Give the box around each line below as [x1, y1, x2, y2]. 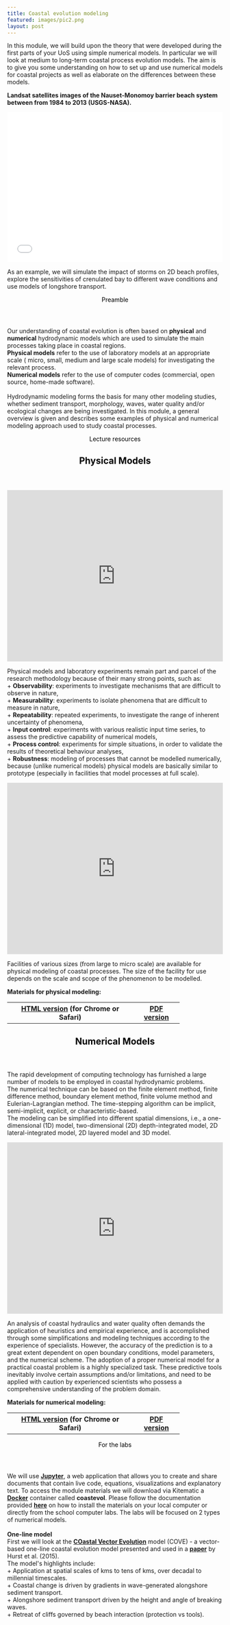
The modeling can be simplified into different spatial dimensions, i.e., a [7, 1114, 207, 1122]
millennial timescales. [7, 1574, 68, 1582]
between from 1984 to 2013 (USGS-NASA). [7, 99, 132, 107]
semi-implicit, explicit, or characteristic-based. [7, 1107, 139, 1115]
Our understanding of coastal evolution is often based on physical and [7, 327, 207, 335]
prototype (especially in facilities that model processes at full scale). [7, 769, 200, 777]
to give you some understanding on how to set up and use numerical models [7, 63, 224, 72]
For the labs [98, 1441, 132, 1449]
